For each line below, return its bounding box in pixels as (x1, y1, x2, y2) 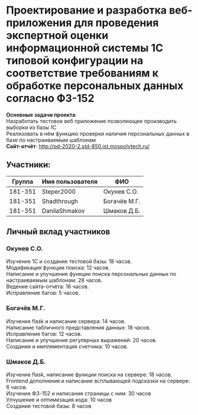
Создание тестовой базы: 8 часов (6, 403, 92, 410)
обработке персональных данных (6, 79, 184, 92)
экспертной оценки (6, 29, 109, 42)
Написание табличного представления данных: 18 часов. (6, 324, 151, 331)
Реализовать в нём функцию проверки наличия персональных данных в (6, 130, 190, 137)
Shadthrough (41, 197, 79, 205)
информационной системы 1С (6, 41, 164, 55)
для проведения (73, 16, 159, 30)
